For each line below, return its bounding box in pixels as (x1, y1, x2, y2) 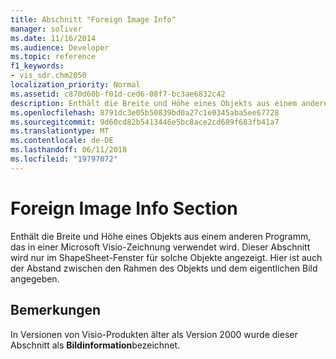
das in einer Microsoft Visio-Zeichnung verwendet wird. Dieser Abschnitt (10, 241, 311, 253)
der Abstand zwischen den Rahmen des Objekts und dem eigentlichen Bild (10, 262, 318, 274)
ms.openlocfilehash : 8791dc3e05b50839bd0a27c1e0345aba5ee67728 (10, 107, 280, 118)
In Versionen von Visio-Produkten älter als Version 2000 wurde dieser (10, 328, 298, 340)
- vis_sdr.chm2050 (10, 71, 87, 81)
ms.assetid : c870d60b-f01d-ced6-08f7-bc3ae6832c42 (10, 89, 226, 99)
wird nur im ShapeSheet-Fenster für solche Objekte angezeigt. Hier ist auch (10, 251, 323, 263)
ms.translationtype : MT (10, 126, 110, 136)
